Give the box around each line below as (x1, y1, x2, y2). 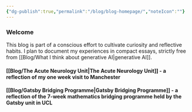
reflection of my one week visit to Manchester (6, 73, 120, 80)
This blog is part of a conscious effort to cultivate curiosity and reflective (6, 41, 182, 48)
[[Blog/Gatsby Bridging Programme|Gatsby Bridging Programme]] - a (6, 87, 178, 94)
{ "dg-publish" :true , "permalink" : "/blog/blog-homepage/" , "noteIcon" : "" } (6, 8, 185, 15)
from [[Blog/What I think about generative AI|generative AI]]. (6, 53, 153, 60)
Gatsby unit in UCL (6, 99, 53, 106)
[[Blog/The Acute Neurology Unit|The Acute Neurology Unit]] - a (6, 67, 166, 74)
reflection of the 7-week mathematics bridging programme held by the (6, 93, 182, 100)
